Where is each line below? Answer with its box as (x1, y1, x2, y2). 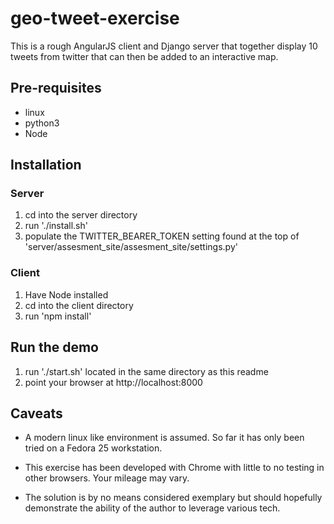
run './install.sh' (24, 220, 88, 232)
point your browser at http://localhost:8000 (24, 376, 203, 388)
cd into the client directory (24, 299, 134, 311)
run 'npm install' (24, 310, 92, 322)
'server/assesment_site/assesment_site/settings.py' (24, 241, 238, 253)
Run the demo (10, 339, 100, 356)
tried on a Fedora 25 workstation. (24, 442, 163, 454)
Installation (10, 157, 82, 174)
